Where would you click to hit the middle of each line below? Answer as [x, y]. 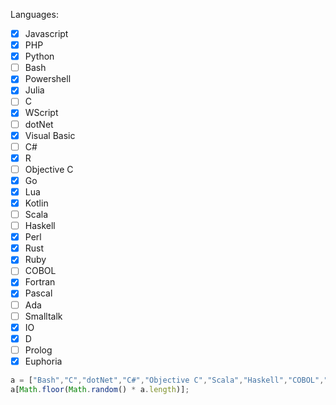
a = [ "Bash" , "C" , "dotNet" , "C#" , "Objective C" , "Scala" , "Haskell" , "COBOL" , [167, 380]
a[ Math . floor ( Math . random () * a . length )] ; [100, 389]
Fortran [40, 282]
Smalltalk [43, 316]
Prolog [38, 350]
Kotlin [36, 203]
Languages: [34, 14]
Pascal [38, 293]
